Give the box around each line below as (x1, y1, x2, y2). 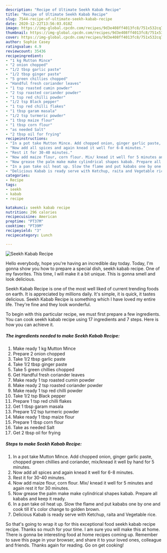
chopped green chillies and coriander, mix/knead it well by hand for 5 (12, 459, 155, 465)
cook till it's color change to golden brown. (12, 506, 101, 512)
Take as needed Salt (12, 424, 55, 430)
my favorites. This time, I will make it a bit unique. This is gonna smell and (5, 271, 156, 276)
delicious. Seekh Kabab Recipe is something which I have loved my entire (5, 296, 156, 302)
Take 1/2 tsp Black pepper (12, 392, 66, 399)
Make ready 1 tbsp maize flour (12, 414, 75, 420)
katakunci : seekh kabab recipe (5, 205, 70, 210)
